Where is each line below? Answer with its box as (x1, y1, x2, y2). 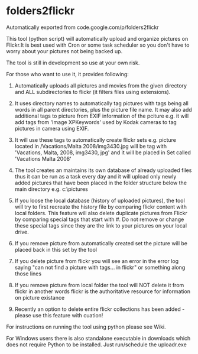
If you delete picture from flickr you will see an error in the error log (14, 257, 179, 264)
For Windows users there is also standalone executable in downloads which (6, 334, 191, 342)
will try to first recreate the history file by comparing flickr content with (14, 203, 187, 210)
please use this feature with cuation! (14, 311, 103, 319)
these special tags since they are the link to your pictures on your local (14, 222, 187, 229)
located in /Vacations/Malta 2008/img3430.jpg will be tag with (14, 142, 167, 150)
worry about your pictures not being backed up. (6, 47, 123, 54)
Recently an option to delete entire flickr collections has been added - (14, 306, 185, 313)
